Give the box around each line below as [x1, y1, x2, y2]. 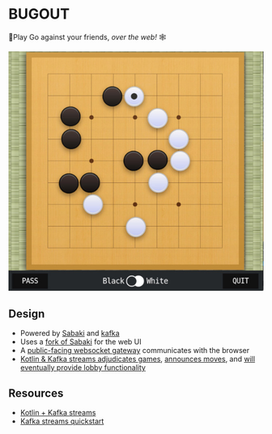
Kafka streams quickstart [19, 416, 104, 426]
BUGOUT [8, 5, 70, 23]
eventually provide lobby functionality [19, 363, 146, 372]
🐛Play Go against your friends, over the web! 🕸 [8, 32, 167, 41]
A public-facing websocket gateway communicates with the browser [19, 346, 249, 355]
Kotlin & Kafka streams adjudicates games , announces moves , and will [19, 354, 256, 364]
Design [8, 307, 45, 321]
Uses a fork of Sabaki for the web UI [19, 337, 142, 347]
